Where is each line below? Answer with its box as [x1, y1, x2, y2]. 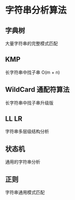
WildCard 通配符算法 [5, 85, 70, 94]
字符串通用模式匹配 [5, 189, 45, 195]
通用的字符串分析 [5, 159, 40, 165]
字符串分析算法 [5, 5, 67, 16]
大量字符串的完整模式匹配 [5, 41, 58, 46]
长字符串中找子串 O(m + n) [5, 69, 60, 75]
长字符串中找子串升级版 [5, 99, 53, 106]
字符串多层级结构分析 [5, 129, 49, 135]
